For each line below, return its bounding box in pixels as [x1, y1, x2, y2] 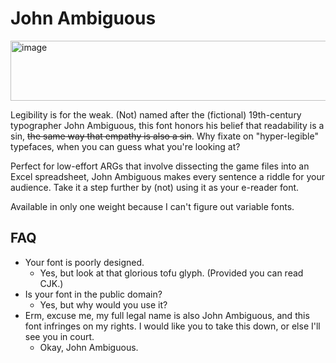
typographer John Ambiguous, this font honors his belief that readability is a [10, 119, 325, 131]
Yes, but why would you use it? [39, 298, 168, 311]
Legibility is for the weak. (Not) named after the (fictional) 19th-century [10, 108, 302, 121]
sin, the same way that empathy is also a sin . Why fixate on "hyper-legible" [10, 130, 319, 142]
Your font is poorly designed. [24, 256, 145, 268]
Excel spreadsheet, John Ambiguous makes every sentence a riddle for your [10, 170, 325, 182]
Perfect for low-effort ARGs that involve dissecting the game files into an [10, 160, 310, 172]
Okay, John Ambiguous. [39, 341, 139, 353]
